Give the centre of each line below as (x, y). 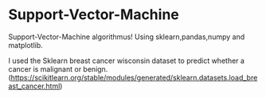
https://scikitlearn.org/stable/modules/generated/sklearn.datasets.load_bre (134, 77)
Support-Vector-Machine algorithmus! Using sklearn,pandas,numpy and (127, 37)
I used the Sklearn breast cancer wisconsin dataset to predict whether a (127, 61)
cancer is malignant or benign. (58, 69)
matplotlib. (26, 45)
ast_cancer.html (34, 86)
